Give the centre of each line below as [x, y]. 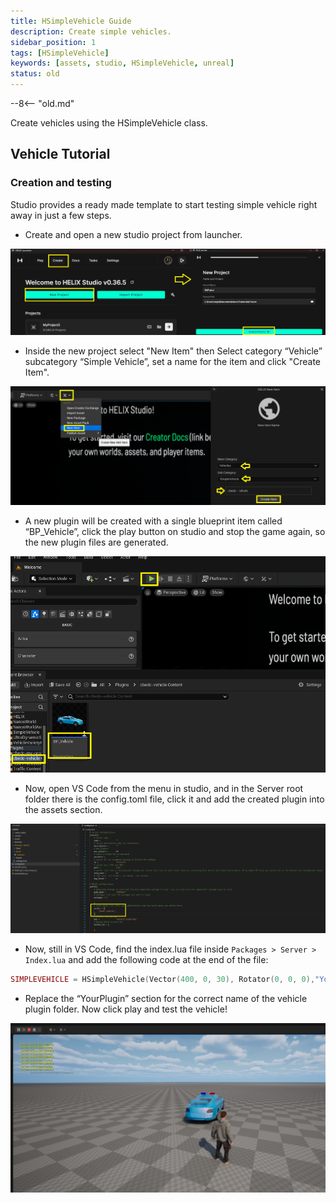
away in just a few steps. [61, 215]
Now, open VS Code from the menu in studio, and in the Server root [164, 788]
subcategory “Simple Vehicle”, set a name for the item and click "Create [173, 361]
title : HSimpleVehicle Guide [71, 21]
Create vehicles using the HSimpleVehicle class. [109, 123]
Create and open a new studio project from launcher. [133, 234]
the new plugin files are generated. [96, 542]
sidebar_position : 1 [53, 42]
